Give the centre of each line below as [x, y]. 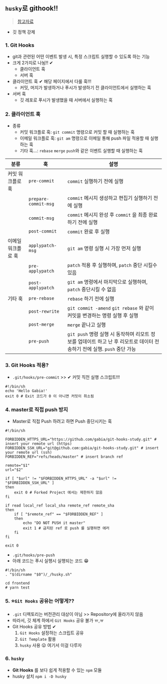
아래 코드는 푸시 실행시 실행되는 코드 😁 [50, 561]
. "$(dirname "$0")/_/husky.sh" [39, 575]
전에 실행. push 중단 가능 [109, 349]
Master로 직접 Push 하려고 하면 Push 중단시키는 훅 [62, 421]
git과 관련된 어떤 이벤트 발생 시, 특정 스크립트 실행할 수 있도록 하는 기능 [81, 57]
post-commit [43, 231]
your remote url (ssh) [29, 452]
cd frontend [17, 583]
